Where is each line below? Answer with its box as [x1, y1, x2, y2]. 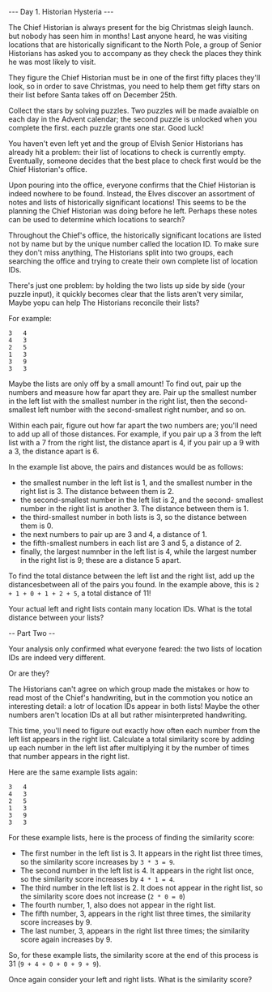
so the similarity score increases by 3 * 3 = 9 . [19, 857, 176, 866]
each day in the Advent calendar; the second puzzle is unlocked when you [8, 114, 257, 124]
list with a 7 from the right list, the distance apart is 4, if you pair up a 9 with [8, 438, 261, 447]
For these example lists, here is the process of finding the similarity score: [8, 833, 255, 842]
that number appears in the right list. [8, 752, 130, 761]
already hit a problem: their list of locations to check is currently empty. [8, 148, 246, 157]
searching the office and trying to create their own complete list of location [8, 256, 258, 266]
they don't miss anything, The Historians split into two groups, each [8, 247, 234, 257]
